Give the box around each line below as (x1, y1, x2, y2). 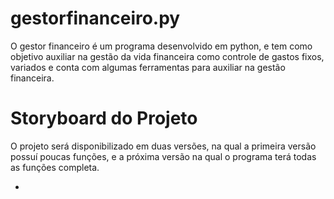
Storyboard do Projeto (10, 107, 198, 130)
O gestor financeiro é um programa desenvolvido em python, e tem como (10, 40, 313, 52)
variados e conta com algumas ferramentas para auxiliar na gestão (10, 61, 286, 73)
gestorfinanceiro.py (10, 7, 181, 30)
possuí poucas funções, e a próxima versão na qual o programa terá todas (10, 150, 317, 162)
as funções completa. (10, 161, 100, 173)
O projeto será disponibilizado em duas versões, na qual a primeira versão (10, 140, 317, 152)
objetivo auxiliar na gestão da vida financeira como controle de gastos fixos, (10, 50, 325, 62)
